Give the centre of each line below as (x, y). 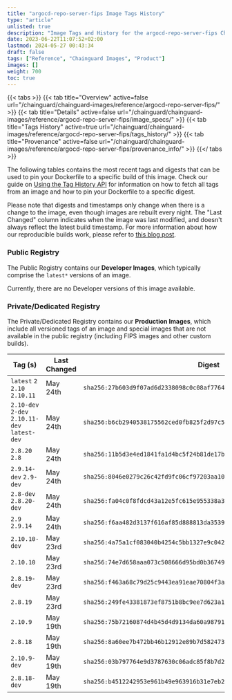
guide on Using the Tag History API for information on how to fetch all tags (113, 185)
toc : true (21, 78)
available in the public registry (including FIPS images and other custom (109, 335)
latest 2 (24, 381)
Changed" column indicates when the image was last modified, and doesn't (115, 220)
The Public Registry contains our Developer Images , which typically (104, 268)
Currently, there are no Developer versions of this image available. (101, 288)
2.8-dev (23, 494)
